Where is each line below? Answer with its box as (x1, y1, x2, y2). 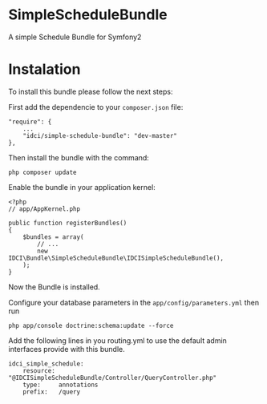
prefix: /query (22, 387, 81, 396)
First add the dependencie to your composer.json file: (8, 102, 184, 111)
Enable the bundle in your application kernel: (8, 182, 156, 192)
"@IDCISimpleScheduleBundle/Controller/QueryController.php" (8, 374, 217, 382)
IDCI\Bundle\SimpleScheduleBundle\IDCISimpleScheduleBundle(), (8, 254, 225, 262)
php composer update (8, 168, 78, 176)
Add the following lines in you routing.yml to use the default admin (8, 335, 227, 345)
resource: (22, 366, 56, 374)
